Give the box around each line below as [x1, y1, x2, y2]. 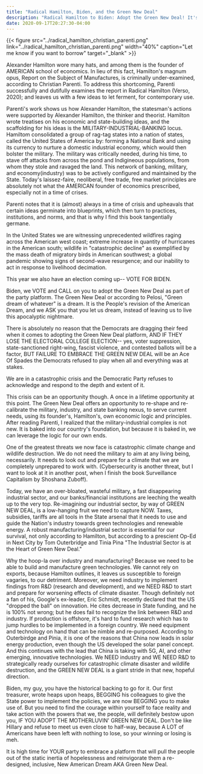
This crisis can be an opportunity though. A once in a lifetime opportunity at [6, 393, 195, 400]
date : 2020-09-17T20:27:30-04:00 [6, 20, 91, 26]
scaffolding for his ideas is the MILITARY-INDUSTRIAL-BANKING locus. [6, 125, 183, 132]
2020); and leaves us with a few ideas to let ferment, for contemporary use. [6, 93, 195, 101]
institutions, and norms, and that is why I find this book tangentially [6, 213, 173, 221]
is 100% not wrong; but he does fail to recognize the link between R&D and [6, 609, 193, 616]
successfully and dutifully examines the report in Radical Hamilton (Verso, [6, 87, 190, 94]
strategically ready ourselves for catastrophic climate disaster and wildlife [6, 660, 190, 667]
